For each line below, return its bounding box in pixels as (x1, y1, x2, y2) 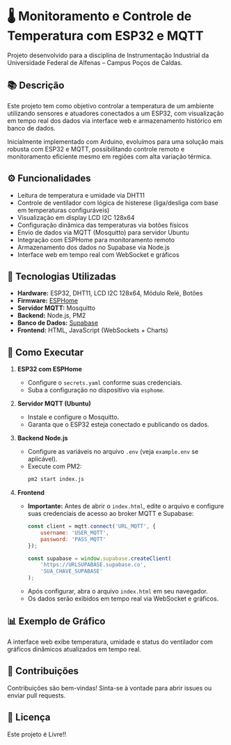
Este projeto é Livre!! (7, 730, 67, 738)
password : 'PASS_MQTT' (40, 536, 106, 543)
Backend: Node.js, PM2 (17, 311, 86, 320)
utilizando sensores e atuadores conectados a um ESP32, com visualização (7, 109, 224, 117)
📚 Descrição (7, 80, 65, 91)
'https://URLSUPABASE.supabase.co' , (40, 561, 147, 568)
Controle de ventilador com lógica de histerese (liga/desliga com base (17, 198, 218, 207)
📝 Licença (7, 711, 51, 723)
